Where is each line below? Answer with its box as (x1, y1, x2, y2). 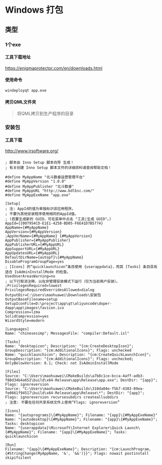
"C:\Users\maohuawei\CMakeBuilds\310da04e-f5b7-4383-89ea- (22, 386, 145, 391)
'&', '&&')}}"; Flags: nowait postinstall (61, 451, 149, 456)
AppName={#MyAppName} (5, 225, 49, 230)
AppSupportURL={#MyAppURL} (5, 246, 60, 251)
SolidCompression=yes (5, 314, 49, 319)
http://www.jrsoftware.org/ (5, 148, 59, 154)
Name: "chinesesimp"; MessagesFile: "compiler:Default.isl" (5, 331, 130, 336)
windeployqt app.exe (5, 88, 47, 93)
